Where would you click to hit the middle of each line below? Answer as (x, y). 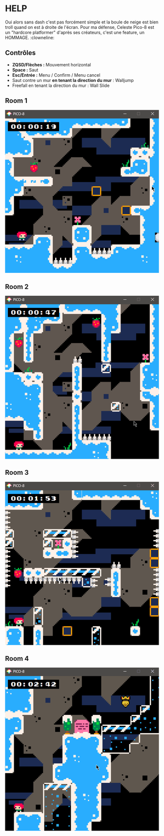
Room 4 (17, 659)
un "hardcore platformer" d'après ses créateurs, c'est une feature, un (75, 32)
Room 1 (16, 101)
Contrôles (20, 53)
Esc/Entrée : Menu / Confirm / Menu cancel (56, 75)
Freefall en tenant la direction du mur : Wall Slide (61, 85)
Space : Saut (25, 70)
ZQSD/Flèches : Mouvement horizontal (51, 64)
